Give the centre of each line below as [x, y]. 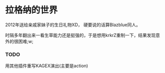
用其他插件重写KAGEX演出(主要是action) [47, 66]
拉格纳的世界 [32, 10]
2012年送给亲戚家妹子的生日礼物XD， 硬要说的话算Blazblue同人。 [73, 25]
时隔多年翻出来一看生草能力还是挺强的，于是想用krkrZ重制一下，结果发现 [81, 35]
